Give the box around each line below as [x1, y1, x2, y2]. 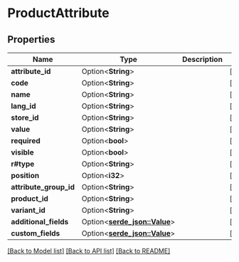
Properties [7, 33, 55, 46]
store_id [11, 112, 39, 122]
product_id [11, 194, 48, 204]
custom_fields [11, 229, 60, 238]
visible [11, 147, 34, 157]
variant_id [11, 205, 46, 215]
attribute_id [11, 66, 51, 76]
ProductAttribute [7, 5, 110, 21]
